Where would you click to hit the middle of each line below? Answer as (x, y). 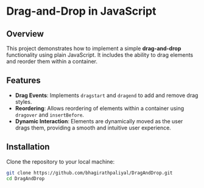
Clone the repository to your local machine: (61, 161)
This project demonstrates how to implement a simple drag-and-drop (94, 48)
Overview (25, 34)
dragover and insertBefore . (49, 115)
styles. (23, 101)
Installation (28, 147)
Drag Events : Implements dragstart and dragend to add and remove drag (107, 95)
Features (23, 81)
